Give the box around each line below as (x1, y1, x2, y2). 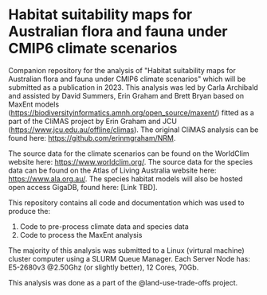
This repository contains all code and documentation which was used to (8, 197, 245, 208)
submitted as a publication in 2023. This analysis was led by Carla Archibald (8, 82, 259, 92)
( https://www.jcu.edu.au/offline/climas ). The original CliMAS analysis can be (8, 125, 259, 134)
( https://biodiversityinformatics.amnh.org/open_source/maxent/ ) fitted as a (8, 107, 255, 117)
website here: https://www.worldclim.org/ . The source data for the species (8, 157, 253, 166)
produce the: (8, 206, 51, 215)
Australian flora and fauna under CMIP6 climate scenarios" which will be (8, 74, 246, 83)
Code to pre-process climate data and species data (19, 221, 189, 231)
